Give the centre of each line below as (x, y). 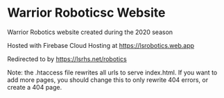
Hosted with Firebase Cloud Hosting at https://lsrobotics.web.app (101, 45)
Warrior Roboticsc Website (86, 13)
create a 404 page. (35, 87)
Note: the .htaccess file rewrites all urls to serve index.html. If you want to (112, 72)
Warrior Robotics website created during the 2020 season (90, 32)
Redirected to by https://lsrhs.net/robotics (67, 59)
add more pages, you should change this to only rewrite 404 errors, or (108, 80)
